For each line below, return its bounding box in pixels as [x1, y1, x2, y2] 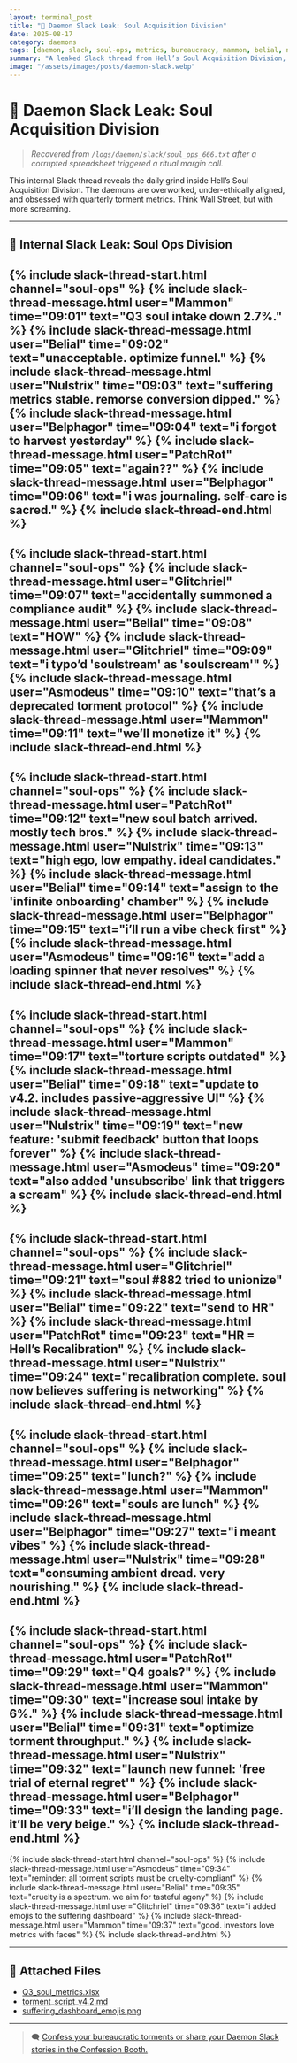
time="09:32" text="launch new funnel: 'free [9, 1761, 266, 1776]
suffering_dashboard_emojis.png [21, 2005, 141, 2016]
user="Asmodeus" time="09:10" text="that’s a [9, 684, 277, 699]
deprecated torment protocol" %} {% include [9, 698, 263, 713]
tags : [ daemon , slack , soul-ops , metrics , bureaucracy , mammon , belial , [9, 46, 283, 55]
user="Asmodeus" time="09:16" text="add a [9, 950, 265, 965]
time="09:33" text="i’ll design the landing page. [9, 1803, 284, 1818]
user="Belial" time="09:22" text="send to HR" [9, 1300, 276, 1315]
